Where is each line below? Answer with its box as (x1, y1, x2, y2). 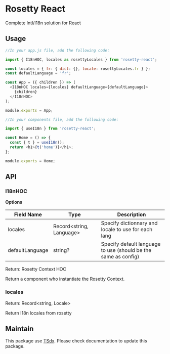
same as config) (101, 253, 140, 260)
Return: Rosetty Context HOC (5, 266, 67, 272)
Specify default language (101, 241, 161, 248)
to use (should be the (101, 247, 152, 254)
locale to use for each (101, 226, 153, 233)
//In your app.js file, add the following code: (5, 48, 110, 53)
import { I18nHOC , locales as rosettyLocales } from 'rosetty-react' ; (5, 57, 157, 62)
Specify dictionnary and (101, 219, 158, 227)
